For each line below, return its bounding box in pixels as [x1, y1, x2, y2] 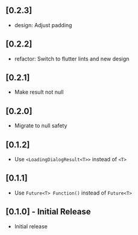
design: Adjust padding [14, 21, 72, 28]
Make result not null [14, 88, 64, 96]
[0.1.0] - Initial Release [5, 207, 91, 217]
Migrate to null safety [14, 122, 67, 129]
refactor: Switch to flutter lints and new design [14, 55, 130, 62]
